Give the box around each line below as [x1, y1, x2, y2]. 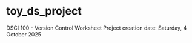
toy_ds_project [6, 4, 82, 18]
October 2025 [6, 30, 41, 38]
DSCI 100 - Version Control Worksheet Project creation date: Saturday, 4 [6, 24, 187, 31]
